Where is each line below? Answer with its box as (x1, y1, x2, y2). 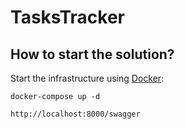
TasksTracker (10, 6, 125, 29)
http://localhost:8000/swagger (10, 109, 141, 119)
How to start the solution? (10, 46, 175, 63)
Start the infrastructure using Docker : (10, 72, 165, 84)
